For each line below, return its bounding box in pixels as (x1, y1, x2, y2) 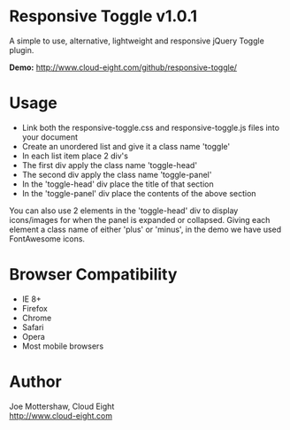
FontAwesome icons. (9, 233, 86, 244)
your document (21, 131, 78, 142)
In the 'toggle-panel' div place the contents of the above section (21, 188, 256, 198)
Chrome (21, 312, 52, 323)
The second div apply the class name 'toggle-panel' (21, 169, 212, 180)
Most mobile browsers (21, 341, 104, 351)
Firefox (21, 303, 49, 313)
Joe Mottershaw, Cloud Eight (9, 401, 115, 411)
